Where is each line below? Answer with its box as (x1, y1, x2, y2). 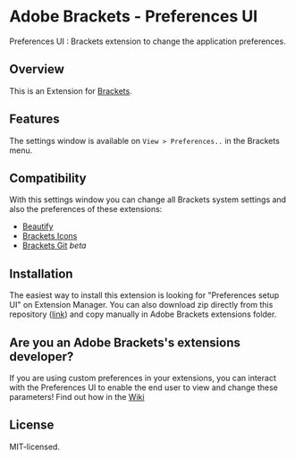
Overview (9, 62, 65, 77)
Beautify (21, 221, 54, 232)
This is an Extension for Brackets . (9, 85, 132, 96)
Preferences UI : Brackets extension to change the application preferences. (9, 36, 286, 47)
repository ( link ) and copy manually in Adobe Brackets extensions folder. (9, 309, 277, 319)
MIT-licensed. (9, 441, 61, 452)
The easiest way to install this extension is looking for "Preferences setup (9, 290, 280, 301)
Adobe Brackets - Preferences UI (9, 6, 258, 27)
